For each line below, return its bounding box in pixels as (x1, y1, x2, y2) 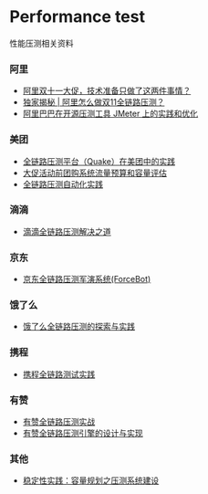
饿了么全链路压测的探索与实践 (22, 321, 135, 332)
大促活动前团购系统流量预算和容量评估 (22, 167, 167, 178)
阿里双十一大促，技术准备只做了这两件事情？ (22, 85, 192, 97)
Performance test (9, 6, 146, 27)
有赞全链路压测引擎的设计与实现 (22, 427, 143, 439)
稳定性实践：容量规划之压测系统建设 (22, 475, 160, 486)
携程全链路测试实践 (22, 368, 96, 380)
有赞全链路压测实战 (22, 416, 96, 427)
